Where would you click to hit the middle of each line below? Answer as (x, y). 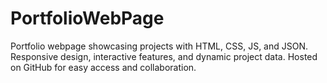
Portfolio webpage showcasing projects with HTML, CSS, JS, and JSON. (159, 46)
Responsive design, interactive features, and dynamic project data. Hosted (164, 56)
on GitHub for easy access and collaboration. (103, 67)
